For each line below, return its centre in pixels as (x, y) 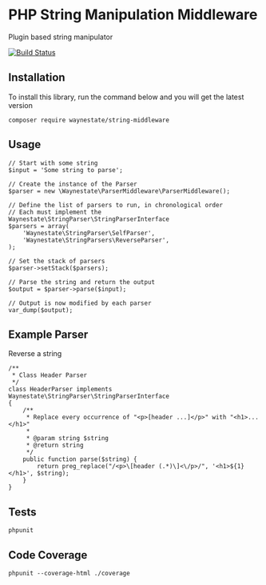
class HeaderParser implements (60, 390)
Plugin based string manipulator (61, 37)
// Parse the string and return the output (82, 282)
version (21, 105)
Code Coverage (48, 555)
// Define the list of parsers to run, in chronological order (116, 205)
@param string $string (71, 439)
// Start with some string (53, 163)
